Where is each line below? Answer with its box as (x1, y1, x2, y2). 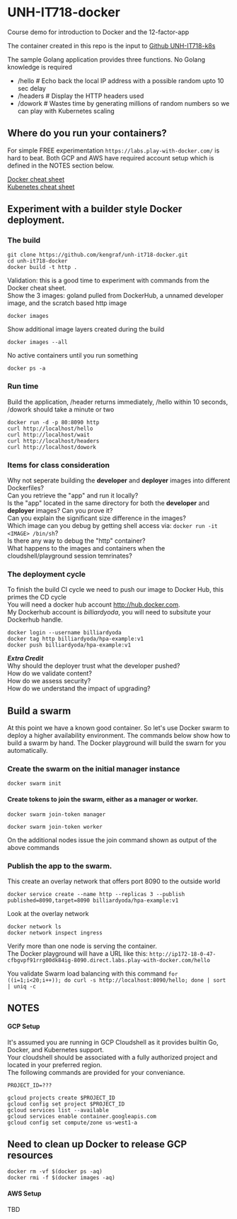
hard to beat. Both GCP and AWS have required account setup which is (7, 153, 214, 162)
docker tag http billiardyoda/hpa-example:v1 (7, 636, 144, 643)
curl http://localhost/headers (7, 437, 100, 444)
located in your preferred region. (7, 1060, 103, 1069)
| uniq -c (7, 983, 37, 990)
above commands (7, 843, 60, 851)
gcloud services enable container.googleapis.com (7, 1113, 157, 1120)
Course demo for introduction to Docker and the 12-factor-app (7, 28, 190, 36)
